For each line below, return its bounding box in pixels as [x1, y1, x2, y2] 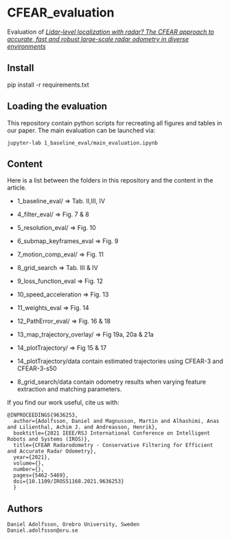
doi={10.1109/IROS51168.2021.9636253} [13, 478, 125, 485]
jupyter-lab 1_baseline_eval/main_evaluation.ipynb [7, 139, 158, 146]
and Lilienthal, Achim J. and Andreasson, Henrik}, [7, 424, 158, 431]
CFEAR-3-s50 [16, 364, 57, 373]
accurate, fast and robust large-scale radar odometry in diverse [7, 34, 189, 43]
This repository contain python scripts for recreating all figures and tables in [7, 118, 222, 127]
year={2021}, [13, 454, 51, 461]
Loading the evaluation [7, 101, 108, 112]
